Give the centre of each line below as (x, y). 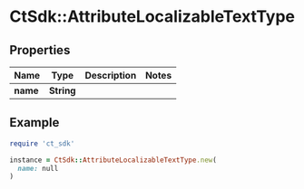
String (62, 90)
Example (34, 123)
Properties (40, 50)
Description (111, 76)
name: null (38, 168)
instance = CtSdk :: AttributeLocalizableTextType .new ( (113, 160)
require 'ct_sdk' (42, 143)
